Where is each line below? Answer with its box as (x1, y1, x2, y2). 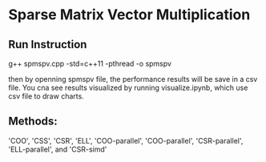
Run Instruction (8, 38, 87, 51)
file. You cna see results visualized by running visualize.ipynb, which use (8, 83, 248, 92)
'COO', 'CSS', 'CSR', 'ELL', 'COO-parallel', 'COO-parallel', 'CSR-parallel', (8, 136, 244, 145)
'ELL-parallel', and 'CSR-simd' (8, 144, 107, 154)
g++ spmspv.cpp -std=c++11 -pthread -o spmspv (8, 59, 172, 68)
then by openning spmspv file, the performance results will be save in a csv (8, 75, 258, 83)
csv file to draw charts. (8, 91, 84, 101)
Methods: (8, 115, 58, 128)
